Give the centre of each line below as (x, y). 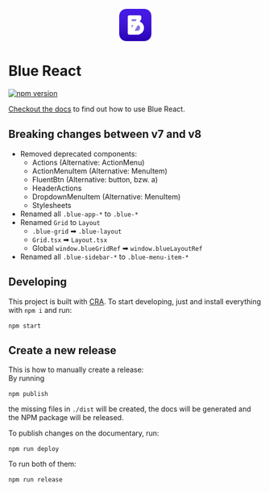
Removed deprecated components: (79, 153)
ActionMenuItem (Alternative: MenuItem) (99, 171)
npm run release (35, 480)
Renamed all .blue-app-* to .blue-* (79, 214)
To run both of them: (42, 464)
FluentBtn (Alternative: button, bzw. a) (95, 179)
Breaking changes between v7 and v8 (105, 134)
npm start (25, 326)
